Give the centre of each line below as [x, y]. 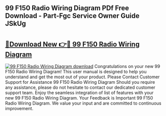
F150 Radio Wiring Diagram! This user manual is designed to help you [76, 72]
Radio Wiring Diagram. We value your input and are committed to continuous [83, 103]
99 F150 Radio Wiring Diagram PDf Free [67, 8]
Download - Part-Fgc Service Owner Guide [72, 16]
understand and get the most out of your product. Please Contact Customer [83, 77]
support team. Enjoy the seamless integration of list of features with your [79, 93]
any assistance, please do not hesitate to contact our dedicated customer [80, 87]
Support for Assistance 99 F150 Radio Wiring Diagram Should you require [80, 82]
